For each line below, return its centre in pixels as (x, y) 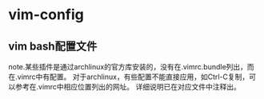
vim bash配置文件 (53, 46)
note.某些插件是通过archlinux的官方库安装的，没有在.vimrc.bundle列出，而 (131, 67)
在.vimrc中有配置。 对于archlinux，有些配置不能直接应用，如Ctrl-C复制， (129, 77)
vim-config (46, 15)
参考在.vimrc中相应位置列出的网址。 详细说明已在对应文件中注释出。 (128, 87)
